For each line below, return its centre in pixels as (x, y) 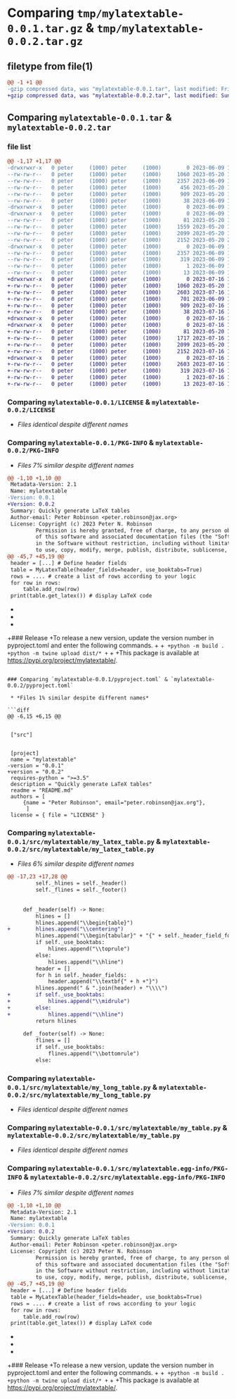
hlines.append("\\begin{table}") (84, 923)
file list (19, 147)
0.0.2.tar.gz (45, 42)
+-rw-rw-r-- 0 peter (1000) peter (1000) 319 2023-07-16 (116, 371)
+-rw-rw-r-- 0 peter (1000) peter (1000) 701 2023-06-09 (116, 299)
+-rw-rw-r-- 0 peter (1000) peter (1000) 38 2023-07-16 (116, 312)
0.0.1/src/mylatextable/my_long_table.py (79, 1087)
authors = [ (28, 797)
